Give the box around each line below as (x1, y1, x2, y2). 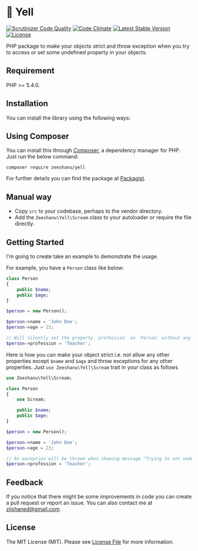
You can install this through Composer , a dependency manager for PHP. (6, 147, 181, 154)
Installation (6, 98, 48, 108)
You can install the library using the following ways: (6, 114, 131, 121)
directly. (14, 220, 35, 227)
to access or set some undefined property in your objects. (6, 48, 147, 55)
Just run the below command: (6, 153, 79, 160)
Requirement (6, 66, 55, 76)
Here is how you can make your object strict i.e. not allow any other (6, 351, 170, 358)
